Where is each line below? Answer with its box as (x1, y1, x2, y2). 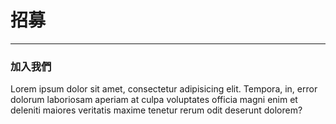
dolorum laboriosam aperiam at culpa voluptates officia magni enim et (10, 94, 298, 106)
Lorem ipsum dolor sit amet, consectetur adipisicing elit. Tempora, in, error (10, 83, 318, 95)
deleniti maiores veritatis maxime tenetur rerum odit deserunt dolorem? (10, 104, 303, 116)
